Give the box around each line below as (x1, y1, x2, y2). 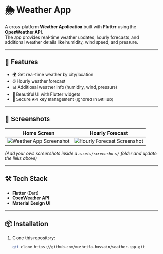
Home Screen (22, 129, 55, 136)
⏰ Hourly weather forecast (12, 78, 65, 84)
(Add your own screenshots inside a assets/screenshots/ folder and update (5, 150, 157, 156)
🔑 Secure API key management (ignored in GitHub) (12, 96, 114, 102)
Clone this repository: (12, 235, 55, 241)
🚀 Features (5, 58, 38, 66)
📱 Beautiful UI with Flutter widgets (12, 91, 81, 97)
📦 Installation (5, 219, 49, 228)
